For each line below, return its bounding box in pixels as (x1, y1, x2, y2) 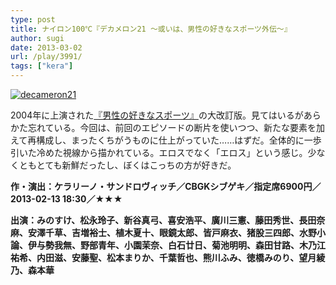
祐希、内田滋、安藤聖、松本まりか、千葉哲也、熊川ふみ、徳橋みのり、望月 (10, 252, 317, 263)
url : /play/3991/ (10, 52, 83, 62)
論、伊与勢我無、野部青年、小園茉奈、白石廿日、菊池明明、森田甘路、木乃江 (10, 239, 326, 251)
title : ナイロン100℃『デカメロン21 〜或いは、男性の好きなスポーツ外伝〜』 (10, 24, 292, 34)
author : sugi (10, 33, 65, 43)
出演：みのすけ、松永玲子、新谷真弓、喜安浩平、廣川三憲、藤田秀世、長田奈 (10, 214, 326, 226)
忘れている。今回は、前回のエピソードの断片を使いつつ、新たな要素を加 (27, 122, 326, 133)
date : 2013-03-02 (10, 42, 83, 53)
